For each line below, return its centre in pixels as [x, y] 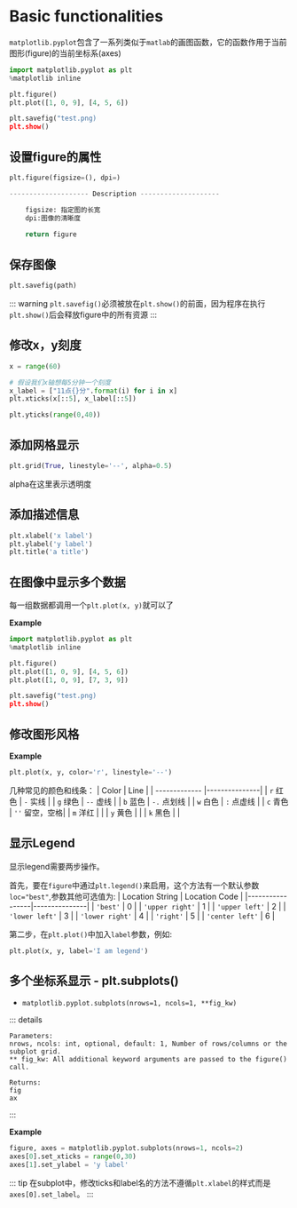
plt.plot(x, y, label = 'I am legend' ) [79, 951]
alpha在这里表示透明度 [50, 484]
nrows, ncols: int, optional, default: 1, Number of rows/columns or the [148, 1044]
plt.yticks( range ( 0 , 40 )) [55, 415]
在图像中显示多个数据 [67, 582]
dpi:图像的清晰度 [53, 218]
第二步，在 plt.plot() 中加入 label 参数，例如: [91, 934]
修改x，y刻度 [45, 345]
